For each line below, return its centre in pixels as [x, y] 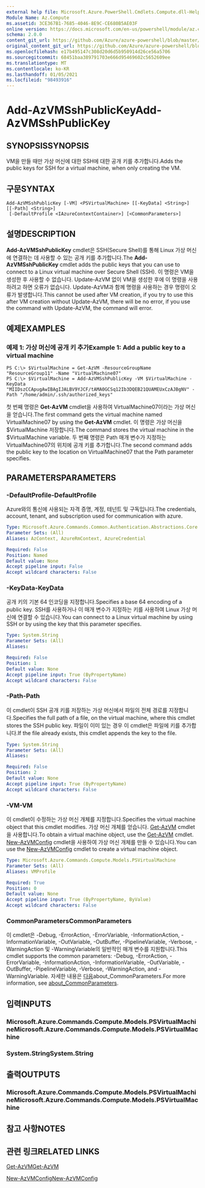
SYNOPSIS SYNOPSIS [48, 146]
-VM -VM [20, 805]
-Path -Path [23, 696]
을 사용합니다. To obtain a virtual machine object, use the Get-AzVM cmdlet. [100, 835]
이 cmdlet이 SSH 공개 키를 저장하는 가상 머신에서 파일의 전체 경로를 [87, 710]
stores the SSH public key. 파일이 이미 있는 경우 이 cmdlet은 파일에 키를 [93, 725]
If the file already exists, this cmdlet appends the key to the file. [97, 733]
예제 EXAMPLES [36, 329]
